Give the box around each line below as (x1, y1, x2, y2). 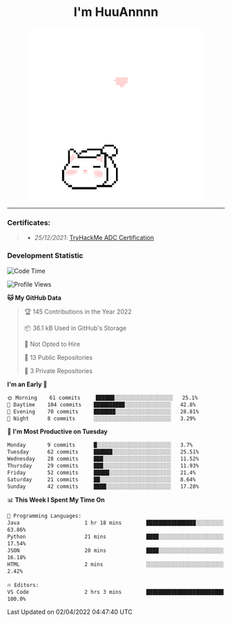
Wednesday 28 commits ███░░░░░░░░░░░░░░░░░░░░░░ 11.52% (7, 455, 199, 462)
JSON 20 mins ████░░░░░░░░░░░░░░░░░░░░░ (7, 547, 224, 554)
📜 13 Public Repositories (23, 353, 93, 361)
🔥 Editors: (7, 581, 39, 588)
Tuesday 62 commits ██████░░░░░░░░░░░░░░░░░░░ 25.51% (7, 448, 199, 455)
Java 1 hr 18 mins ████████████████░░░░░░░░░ (7, 519, 224, 526)
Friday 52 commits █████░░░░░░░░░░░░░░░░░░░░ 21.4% (7, 469, 196, 476)
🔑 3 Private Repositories (23, 366, 93, 374)
